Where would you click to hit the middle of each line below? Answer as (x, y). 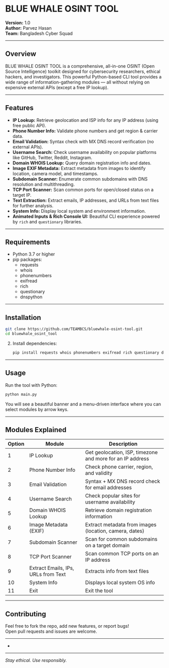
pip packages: (27, 260)
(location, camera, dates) (115, 531)
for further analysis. (33, 205)
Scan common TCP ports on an (122, 554)
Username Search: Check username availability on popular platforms (84, 152)
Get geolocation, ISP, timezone (121, 452)
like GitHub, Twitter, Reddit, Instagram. (52, 157)
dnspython (31, 297)
